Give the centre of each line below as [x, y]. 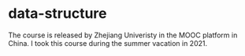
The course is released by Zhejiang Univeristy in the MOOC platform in [123, 35]
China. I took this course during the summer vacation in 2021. [108, 43]
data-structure [58, 14]
